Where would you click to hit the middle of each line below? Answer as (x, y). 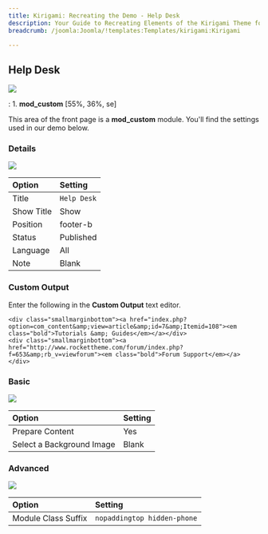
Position (28, 224)
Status (24, 238)
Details (22, 148)
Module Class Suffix (50, 518)
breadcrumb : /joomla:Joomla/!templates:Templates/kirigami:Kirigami (124, 30)
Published (78, 238)
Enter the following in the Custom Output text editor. (95, 305)
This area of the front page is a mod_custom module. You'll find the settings (134, 120)
